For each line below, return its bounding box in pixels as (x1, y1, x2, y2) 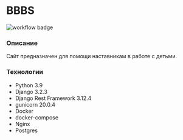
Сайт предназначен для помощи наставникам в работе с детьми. (6, 53, 178, 60)
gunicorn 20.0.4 (15, 101, 56, 108)
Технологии (6, 68, 44, 76)
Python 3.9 (15, 81, 43, 88)
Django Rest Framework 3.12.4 (15, 95, 92, 102)
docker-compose (15, 113, 59, 121)
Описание (6, 39, 38, 47)
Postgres (15, 127, 38, 134)
